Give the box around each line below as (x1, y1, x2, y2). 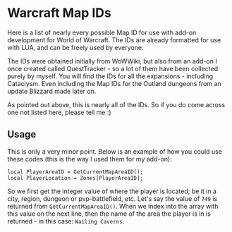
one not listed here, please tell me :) (7, 108, 111, 116)
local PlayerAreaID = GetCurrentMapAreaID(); (7, 168, 143, 176)
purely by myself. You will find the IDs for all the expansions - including (7, 72, 214, 80)
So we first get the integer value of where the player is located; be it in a (7, 187, 217, 195)
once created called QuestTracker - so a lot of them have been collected (7, 64, 219, 73)
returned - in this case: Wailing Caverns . (7, 216, 125, 225)
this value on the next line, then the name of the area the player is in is (7, 209, 212, 218)
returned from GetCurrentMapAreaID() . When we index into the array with (7, 202, 219, 210)
